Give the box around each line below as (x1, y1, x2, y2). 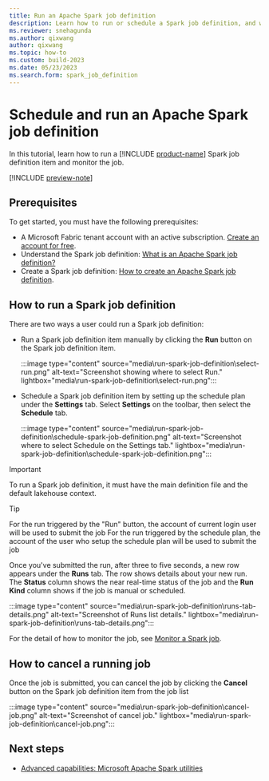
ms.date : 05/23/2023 (9, 64, 78, 72)
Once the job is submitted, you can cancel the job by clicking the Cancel (9, 678, 248, 688)
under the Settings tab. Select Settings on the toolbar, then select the (20, 400, 251, 410)
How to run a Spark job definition (9, 298, 176, 311)
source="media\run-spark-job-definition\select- (101, 359, 260, 368)
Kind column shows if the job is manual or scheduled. (9, 586, 186, 596)
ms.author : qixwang (9, 34, 74, 42)
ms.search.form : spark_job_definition (9, 71, 138, 79)
